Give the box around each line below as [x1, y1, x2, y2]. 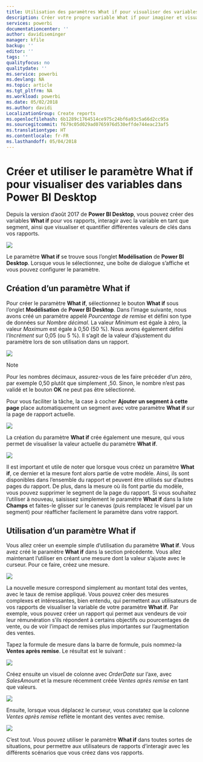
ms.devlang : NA [6, 76, 45, 82]
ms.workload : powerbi [6, 93, 61, 99]
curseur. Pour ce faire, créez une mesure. [6, 561, 110, 569]
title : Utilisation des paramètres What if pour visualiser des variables [6, 8, 199, 15]
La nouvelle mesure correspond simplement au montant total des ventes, [6, 584, 188, 592]
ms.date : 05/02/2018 [6, 99, 59, 105]
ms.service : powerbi [6, 71, 59, 77]
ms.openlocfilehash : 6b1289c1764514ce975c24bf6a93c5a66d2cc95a [6, 116, 169, 122]
